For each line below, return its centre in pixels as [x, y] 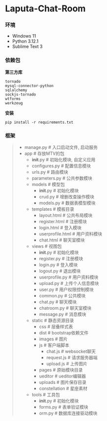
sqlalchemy [16, 90]
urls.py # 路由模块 [50, 172]
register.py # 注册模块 [61, 259]
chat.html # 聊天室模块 [62, 240]
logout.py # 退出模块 [60, 271]
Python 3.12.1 [25, 41]
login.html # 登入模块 [60, 228]
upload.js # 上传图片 [67, 364]
